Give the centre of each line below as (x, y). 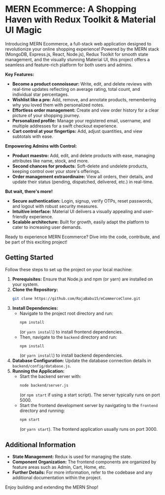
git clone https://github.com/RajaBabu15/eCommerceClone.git (76, 298)
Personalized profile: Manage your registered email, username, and (82, 121)
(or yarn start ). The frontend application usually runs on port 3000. (88, 429)
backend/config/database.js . (42, 366)
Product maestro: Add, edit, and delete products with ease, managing (83, 155)
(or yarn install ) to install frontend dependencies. (71, 331)
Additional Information (40, 445)
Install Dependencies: (35, 308)
